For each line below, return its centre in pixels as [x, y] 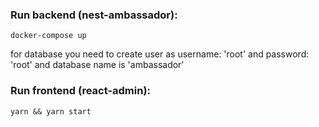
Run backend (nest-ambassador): [94, 15]
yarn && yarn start [51, 111]
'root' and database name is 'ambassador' [97, 65]
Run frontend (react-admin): [81, 91]
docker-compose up [48, 36]
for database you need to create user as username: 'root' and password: [160, 54]
